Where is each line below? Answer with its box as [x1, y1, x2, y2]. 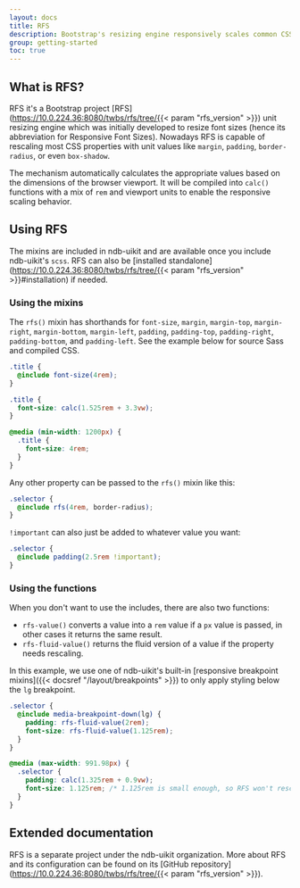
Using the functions [9, 582, 97, 594]
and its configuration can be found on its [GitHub [9, 859, 189, 869]
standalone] [168, 255, 212, 266]
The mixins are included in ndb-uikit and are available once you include [9, 245, 271, 256]
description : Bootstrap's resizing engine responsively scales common [9, 29, 278, 38]
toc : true [9, 46, 46, 55]
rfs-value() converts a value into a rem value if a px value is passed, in [21, 619, 283, 630]
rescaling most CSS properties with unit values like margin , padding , [9, 140, 257, 152]
